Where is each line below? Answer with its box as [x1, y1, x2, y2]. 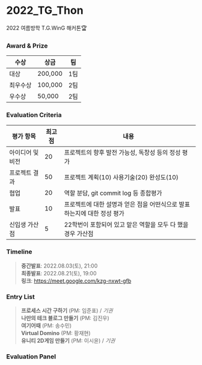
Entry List [6, 292, 35, 301]
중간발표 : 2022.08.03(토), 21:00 [20, 262, 98, 269]
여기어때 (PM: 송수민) [20, 322, 72, 330]
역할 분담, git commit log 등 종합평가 [64, 189, 162, 197]
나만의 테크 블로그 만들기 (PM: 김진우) [20, 314, 109, 322]
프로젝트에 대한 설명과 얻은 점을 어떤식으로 [64, 200, 178, 208]
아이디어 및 [9, 148, 39, 156]
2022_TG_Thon [6, 4, 84, 17]
